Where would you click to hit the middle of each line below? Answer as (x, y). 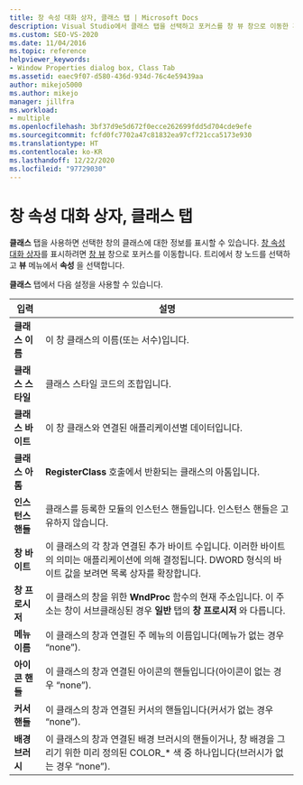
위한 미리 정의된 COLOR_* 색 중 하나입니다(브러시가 (169, 753)
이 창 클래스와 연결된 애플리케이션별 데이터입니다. (144, 428)
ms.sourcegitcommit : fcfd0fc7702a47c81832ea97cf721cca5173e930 (131, 135)
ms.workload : (34, 110)
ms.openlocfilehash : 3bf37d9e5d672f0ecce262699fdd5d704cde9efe (131, 127)
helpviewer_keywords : (50, 60)
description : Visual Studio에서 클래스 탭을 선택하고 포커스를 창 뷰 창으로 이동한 (149, 26)
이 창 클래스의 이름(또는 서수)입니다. (117, 340)
